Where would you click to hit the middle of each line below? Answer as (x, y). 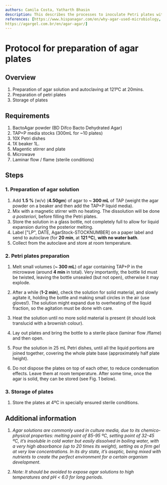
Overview (21, 77)
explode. (21, 283)
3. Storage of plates (29, 392)
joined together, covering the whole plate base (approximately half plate (86, 353)
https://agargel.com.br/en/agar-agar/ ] (46, 24)
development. (26, 462)
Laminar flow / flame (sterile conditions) (53, 160)
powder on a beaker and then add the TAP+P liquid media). (73, 206)
